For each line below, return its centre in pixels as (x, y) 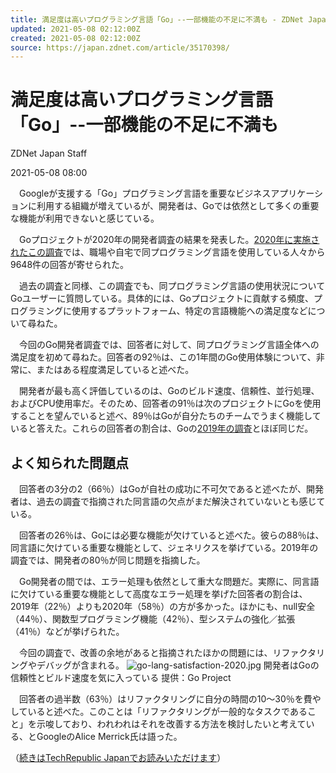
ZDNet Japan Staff (49, 153)
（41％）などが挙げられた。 (67, 631)
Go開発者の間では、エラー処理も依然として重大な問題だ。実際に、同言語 (169, 581)
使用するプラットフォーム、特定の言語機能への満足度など (189, 311)
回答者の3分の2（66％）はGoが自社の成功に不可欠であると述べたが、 (162, 489)
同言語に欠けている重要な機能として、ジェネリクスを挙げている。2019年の (164, 547)
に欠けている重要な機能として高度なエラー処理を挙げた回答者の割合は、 (159, 594)
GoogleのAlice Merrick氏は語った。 (109, 736)
